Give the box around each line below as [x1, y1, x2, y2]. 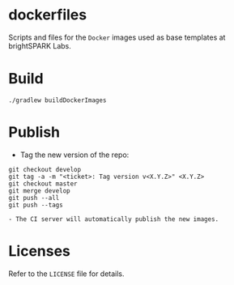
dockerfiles [8, 6, 87, 24]
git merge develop [8, 186, 70, 195]
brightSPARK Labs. [8, 40, 71, 50]
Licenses [8, 242, 71, 260]
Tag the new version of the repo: [19, 150, 130, 160]
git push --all [8, 194, 60, 202]
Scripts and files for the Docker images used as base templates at [8, 32, 226, 42]
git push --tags [8, 201, 63, 209]
